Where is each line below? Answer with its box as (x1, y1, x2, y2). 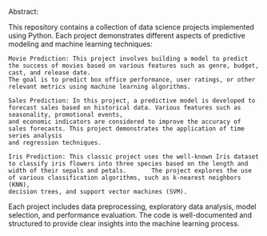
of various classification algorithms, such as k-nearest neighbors (8, 174, 241, 182)
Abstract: (8, 7, 38, 16)
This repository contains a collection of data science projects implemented (8, 22, 254, 31)
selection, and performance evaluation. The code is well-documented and (8, 210, 252, 219)
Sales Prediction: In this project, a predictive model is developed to (8, 97, 256, 105)
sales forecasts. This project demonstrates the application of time (8, 125, 245, 133)
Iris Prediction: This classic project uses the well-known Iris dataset (8, 153, 260, 161)
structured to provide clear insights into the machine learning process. (8, 219, 240, 228)
